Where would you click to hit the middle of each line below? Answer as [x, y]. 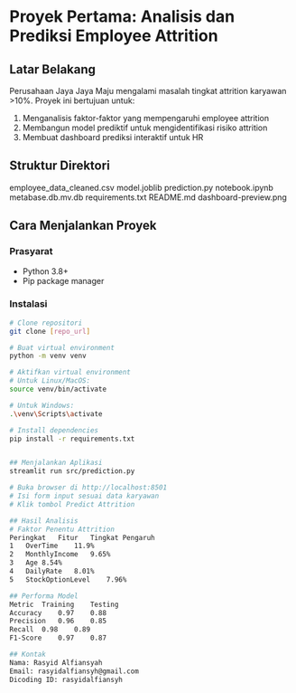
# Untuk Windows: [42, 405]
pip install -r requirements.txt [72, 439]
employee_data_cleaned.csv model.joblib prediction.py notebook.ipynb [141, 187]
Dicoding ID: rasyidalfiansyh [66, 679]
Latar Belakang [53, 69]
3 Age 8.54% [36, 563]
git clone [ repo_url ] [50, 331]
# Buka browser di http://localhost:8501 [88, 488]
